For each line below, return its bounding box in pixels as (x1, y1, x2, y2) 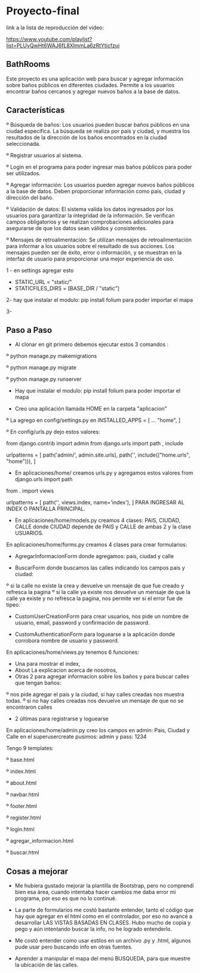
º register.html (6, 814, 41, 821)
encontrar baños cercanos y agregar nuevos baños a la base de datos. (6, 88, 180, 95)
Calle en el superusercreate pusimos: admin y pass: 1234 (6, 733, 147, 741)
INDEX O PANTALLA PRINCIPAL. (6, 505, 85, 512)
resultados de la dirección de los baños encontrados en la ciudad (6, 133, 167, 141)
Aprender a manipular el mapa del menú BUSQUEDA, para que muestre (14, 955, 191, 962)
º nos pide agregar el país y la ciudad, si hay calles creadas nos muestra (6, 691, 184, 698)
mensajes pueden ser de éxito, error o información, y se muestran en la (6, 249, 182, 256)
